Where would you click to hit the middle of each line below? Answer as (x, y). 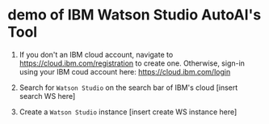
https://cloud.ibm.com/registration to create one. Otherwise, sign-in (132, 63)
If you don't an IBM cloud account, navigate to (96, 54)
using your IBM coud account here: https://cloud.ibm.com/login (125, 71)
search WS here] (47, 96)
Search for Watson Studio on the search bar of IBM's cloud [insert (128, 88)
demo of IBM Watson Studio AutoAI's (134, 15)
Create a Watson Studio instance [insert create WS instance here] (128, 112)
